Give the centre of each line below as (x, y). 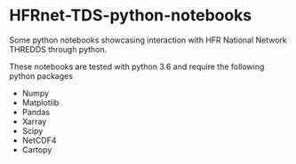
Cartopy (37, 149)
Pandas (36, 112)
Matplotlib (40, 102)
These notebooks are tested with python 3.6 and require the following (137, 66)
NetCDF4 (39, 140)
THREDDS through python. (58, 49)
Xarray (34, 121)
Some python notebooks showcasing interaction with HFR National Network (148, 40)
